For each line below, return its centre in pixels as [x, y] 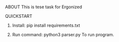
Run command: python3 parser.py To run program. [63, 35]
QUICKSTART [19, 16]
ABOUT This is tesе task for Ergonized [44, 7]
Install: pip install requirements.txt [46, 25]
